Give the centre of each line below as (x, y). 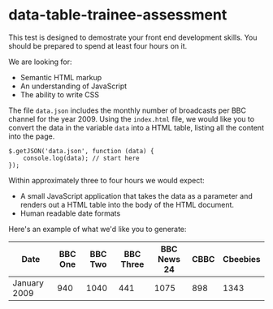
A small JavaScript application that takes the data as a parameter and (136, 195)
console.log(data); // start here (81, 158)
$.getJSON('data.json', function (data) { (81, 151)
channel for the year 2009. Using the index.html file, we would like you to (131, 118)
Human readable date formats (70, 213)
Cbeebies (242, 259)
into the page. (32, 136)
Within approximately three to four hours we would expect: (106, 180)
